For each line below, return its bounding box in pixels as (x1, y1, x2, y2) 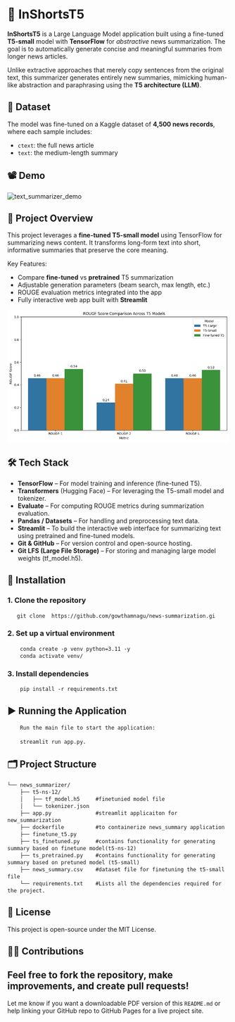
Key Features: (7, 260, 47, 268)
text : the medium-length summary (17, 148, 118, 157)
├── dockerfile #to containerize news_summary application (20, 823, 225, 830)
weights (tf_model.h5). (17, 554, 83, 562)
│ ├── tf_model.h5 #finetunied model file (20, 795, 165, 802)
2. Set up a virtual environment (7, 628, 115, 638)
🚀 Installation (7, 574, 66, 587)
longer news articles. (7, 52, 68, 61)
